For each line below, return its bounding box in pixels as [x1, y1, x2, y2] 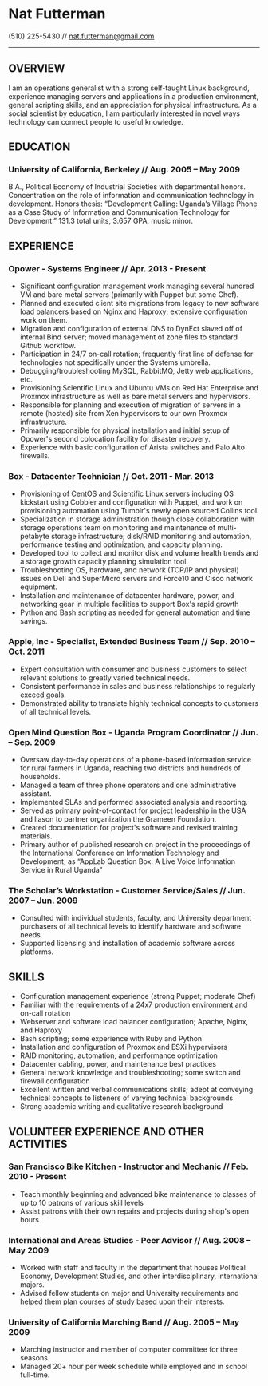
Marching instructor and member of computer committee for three [19, 1344, 238, 1354]
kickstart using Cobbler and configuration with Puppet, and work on [19, 497, 243, 507]
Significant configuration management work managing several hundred [19, 281, 254, 291]
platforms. [19, 947, 54, 956]
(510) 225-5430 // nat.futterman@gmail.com [8, 31, 155, 41]
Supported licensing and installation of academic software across [19, 939, 235, 948]
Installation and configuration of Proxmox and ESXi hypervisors [19, 1043, 228, 1052]
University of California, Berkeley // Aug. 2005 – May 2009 [8, 164, 241, 176]
